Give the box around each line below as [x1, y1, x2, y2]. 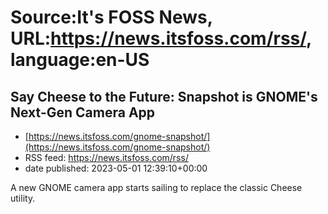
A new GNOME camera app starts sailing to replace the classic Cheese [10, 182, 303, 193]
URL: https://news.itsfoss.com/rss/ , [10, 27, 312, 50]
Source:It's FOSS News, [10, 6, 213, 29]
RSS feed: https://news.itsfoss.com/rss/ [24, 152, 189, 163]
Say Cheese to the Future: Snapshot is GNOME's [10, 88, 318, 105]
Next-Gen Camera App [10, 104, 156, 121]
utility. [10, 192, 36, 204]
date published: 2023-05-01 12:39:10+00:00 [24, 162, 208, 174]
